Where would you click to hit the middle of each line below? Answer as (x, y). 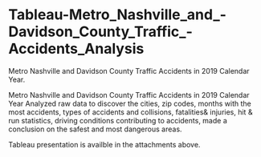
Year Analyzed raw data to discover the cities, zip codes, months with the (130, 103)
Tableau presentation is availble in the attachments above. (104, 144)
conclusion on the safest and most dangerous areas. (95, 129)
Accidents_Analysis (76, 49)
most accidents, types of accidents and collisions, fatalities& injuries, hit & (130, 112)
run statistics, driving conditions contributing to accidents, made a (118, 120)
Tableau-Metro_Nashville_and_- (118, 15)
